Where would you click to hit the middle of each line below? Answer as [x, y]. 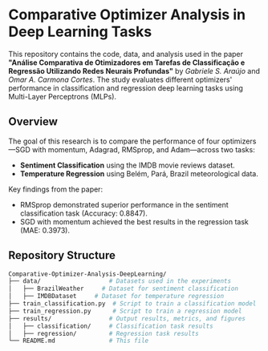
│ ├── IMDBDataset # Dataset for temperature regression [116, 297]
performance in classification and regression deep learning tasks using [126, 88]
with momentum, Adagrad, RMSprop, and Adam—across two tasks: [143, 149]
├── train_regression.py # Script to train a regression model [125, 311]
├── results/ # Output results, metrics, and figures [127, 318]
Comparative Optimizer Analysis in [127, 15]
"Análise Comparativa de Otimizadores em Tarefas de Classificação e [127, 63]
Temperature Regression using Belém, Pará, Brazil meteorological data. [139, 173]
